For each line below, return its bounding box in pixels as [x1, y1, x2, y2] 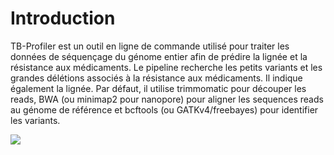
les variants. [10, 114, 61, 126]
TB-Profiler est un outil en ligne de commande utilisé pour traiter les [10, 40, 290, 52]
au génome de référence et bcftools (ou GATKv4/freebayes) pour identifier [10, 103, 319, 116]
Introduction [10, 7, 116, 30]
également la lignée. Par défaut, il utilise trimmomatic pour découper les [10, 82, 307, 94]
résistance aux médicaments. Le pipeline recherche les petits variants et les [10, 61, 323, 73]
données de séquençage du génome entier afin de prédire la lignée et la [10, 50, 308, 62]
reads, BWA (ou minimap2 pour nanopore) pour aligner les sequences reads [10, 93, 324, 105]
